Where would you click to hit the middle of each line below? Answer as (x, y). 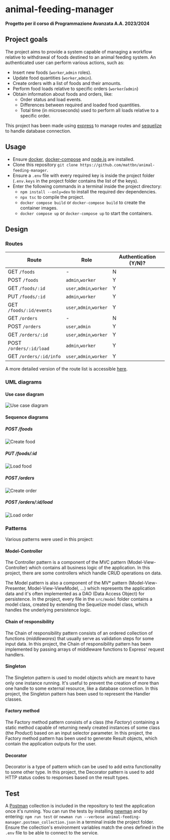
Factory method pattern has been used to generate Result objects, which (81, 738)
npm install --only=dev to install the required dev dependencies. (88, 191)
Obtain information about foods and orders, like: (62, 94)
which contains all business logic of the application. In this (89, 568)
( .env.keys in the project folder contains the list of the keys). (75, 181)
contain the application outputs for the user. (51, 743)
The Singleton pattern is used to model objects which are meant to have (80, 677)
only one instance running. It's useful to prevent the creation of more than (82, 683)
